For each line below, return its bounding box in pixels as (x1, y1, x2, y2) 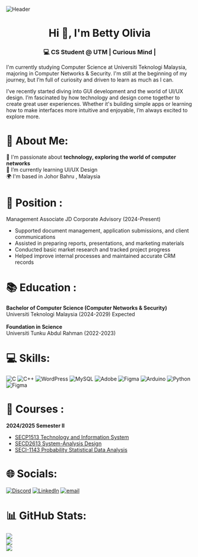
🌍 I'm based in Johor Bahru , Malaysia (6, 173, 101, 180)
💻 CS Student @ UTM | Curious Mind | (43, 48, 156, 56)
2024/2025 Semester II (6, 422, 65, 429)
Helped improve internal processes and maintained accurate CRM (14, 253, 176, 260)
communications (14, 234, 56, 241)
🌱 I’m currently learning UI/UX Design (6, 166, 98, 174)
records (14, 259, 34, 266)
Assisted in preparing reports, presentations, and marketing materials (14, 240, 184, 247)
